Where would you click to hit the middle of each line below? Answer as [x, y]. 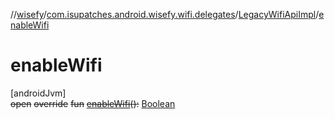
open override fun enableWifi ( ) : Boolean [93, 103]
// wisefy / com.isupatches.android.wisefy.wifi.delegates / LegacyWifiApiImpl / [165, 14]
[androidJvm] [38, 93]
